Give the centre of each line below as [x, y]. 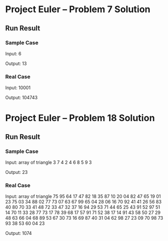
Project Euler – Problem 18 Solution [80, 118]
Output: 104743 [22, 98]
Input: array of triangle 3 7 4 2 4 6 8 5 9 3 [49, 162]
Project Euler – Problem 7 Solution [78, 9]
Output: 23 [16, 172]
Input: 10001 [18, 88]
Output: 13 [16, 63]
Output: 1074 [19, 233]
